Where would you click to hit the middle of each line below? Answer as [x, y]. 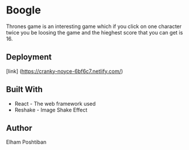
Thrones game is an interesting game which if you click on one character [94, 26]
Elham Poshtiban [26, 142]
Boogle [23, 10]
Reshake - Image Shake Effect [51, 110]
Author [19, 128]
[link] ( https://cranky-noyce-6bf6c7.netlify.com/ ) [65, 71]
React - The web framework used [55, 103]
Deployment [29, 57]
